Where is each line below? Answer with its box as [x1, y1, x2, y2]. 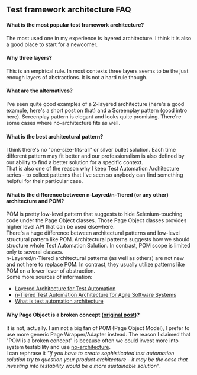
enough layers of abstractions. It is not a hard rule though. [6, 73, 148, 81]
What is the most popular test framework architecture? [6, 21, 144, 28]
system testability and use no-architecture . [6, 343, 111, 350]
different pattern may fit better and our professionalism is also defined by [6, 152, 185, 159]
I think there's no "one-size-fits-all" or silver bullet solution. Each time [6, 146, 176, 153]
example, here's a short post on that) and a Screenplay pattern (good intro [6, 107, 188, 114]
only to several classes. [6, 248, 63, 255]
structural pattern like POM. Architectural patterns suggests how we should [6, 236, 190, 243]
